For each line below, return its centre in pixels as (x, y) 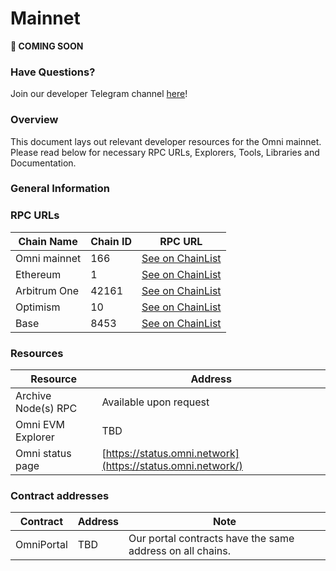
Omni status (43, 454)
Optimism (38, 307)
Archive (33, 396)
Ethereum (38, 274)
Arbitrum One (47, 290)
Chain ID (111, 241)
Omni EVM (40, 425)
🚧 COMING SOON (47, 46)
